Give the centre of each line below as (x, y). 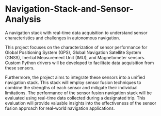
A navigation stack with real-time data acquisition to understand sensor (76, 33)
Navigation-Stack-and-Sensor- (69, 9)
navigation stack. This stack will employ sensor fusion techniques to (73, 82)
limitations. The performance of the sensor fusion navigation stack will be (78, 93)
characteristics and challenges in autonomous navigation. (63, 38)
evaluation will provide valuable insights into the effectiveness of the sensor (81, 103)
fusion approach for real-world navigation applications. (60, 108)
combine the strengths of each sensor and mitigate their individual (71, 87)
